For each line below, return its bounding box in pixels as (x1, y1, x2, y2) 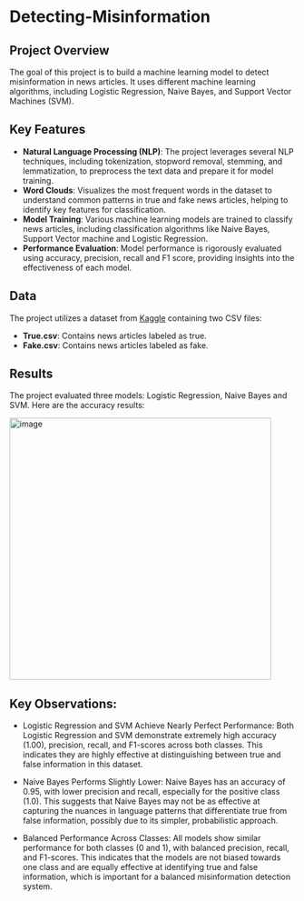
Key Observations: (9, 696, 118, 711)
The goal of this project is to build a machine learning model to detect (9, 66, 270, 77)
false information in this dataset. (22, 759, 143, 770)
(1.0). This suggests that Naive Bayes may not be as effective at (22, 796, 260, 806)
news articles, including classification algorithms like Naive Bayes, (22, 223, 270, 234)
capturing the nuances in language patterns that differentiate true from (22, 806, 288, 816)
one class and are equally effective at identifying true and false (22, 862, 259, 873)
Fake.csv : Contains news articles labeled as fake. (22, 339, 209, 351)
